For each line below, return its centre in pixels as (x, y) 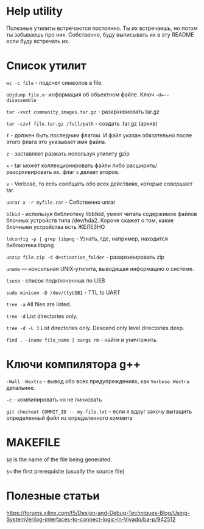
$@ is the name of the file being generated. (59, 459)
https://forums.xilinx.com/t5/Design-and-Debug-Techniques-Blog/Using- (98, 513)
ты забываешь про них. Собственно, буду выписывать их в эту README (100, 34)
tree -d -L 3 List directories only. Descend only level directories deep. (95, 328)
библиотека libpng (30, 245)
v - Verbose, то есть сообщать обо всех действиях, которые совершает (100, 184)
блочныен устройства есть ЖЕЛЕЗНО (56, 226)
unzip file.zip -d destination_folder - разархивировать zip (85, 257)
